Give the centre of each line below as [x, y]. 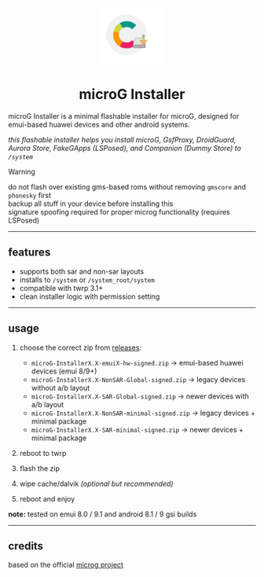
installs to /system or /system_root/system [87, 279]
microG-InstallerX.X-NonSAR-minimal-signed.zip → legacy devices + [143, 413]
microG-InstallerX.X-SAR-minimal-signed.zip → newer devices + [137, 429]
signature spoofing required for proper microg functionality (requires [119, 211]
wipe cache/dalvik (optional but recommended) [97, 483]
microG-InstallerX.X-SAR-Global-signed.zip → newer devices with [140, 396]
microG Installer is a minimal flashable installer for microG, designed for [124, 116]
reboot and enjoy [47, 498]
